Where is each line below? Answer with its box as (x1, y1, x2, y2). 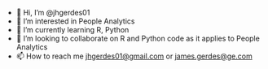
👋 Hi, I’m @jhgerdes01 (15, 8, 90, 17)
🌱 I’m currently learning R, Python (15, 25, 130, 34)
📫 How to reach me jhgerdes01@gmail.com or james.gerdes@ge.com (15, 51, 253, 61)
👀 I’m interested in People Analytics (15, 16, 135, 26)
